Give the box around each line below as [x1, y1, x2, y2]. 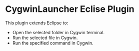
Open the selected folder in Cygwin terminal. [12, 29, 105, 35]
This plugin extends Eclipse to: [5, 20, 68, 26]
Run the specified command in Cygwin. [12, 40, 93, 46]
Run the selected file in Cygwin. [12, 35, 78, 41]
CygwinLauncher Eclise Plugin [5, 3, 134, 15]
